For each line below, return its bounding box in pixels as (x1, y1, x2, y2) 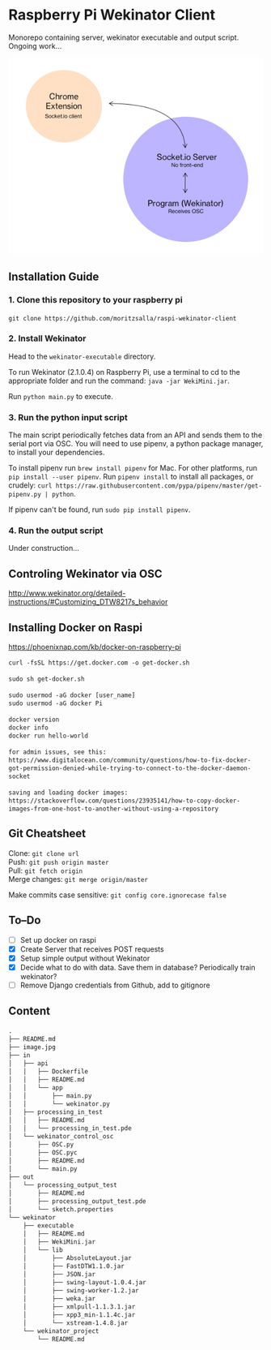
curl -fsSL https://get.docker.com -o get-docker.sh (8, 659, 190, 667)
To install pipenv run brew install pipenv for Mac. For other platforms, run (8, 463, 257, 473)
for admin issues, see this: (8, 748, 107, 756)
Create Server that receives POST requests (19, 944, 164, 954)
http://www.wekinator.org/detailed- (8, 588, 126, 598)
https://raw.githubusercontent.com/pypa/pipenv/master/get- (55, 482, 263, 490)
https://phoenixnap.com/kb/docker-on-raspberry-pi (8, 643, 182, 652)
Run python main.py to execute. (8, 391, 113, 401)
